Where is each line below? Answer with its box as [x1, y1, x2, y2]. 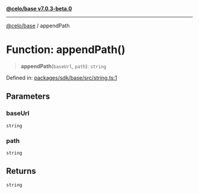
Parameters [6, 92, 50, 102]
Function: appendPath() [6, 43, 126, 57]
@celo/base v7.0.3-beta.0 [6, 5, 72, 12]
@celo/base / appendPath [6, 22, 70, 29]
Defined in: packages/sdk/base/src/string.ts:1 [6, 74, 117, 81]
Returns [6, 166, 37, 176]
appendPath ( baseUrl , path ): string [20, 62, 107, 70]
